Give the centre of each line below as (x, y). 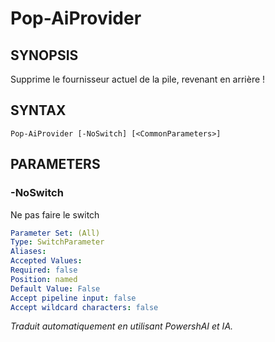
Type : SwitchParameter (57, 242)
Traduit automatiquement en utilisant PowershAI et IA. (122, 326)
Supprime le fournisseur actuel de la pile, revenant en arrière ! (138, 79)
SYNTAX (38, 110)
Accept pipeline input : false (73, 298)
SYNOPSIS (44, 55)
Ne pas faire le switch (55, 214)
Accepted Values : (46, 261)
